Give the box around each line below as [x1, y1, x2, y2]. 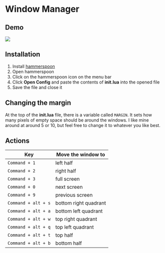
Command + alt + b [7, 241, 51, 246]
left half [55, 160, 73, 167]
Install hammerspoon [12, 63, 55, 69]
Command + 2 [7, 168, 36, 174]
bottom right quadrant [55, 200, 106, 207]
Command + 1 [7, 160, 36, 166]
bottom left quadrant [55, 208, 103, 214]
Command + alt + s [7, 200, 51, 206]
